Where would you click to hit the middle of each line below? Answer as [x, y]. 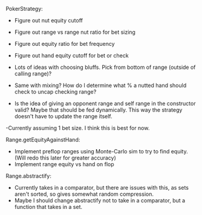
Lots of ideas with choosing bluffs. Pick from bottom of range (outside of [105, 67]
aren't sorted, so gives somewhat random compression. [84, 194]
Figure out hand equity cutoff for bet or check [71, 56]
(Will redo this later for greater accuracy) [65, 158]
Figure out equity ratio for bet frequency [65, 44]
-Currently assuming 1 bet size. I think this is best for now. [78, 128]
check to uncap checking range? [55, 92]
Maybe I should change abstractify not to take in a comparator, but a [100, 201]
